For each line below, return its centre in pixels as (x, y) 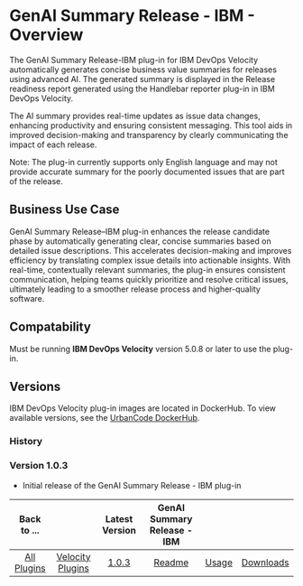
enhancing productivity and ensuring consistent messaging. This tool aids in (151, 125)
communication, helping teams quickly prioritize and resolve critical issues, (149, 279)
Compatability (50, 327)
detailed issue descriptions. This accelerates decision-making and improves (151, 250)
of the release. (36, 181)
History (26, 442)
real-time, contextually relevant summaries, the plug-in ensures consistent (147, 270)
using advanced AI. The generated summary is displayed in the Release (142, 79)
